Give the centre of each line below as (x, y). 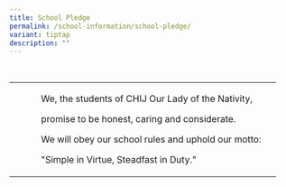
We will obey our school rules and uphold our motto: (151, 139)
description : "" (40, 43)
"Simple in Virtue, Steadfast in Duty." (119, 160)
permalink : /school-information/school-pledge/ (101, 26)
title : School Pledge (50, 18)
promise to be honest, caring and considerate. (138, 119)
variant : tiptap (40, 34)
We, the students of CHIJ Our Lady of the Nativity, (147, 98)
